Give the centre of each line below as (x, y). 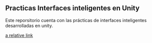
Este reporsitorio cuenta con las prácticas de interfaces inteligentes (76, 20)
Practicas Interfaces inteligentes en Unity (72, 8)
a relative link (19, 35)
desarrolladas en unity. (29, 25)
